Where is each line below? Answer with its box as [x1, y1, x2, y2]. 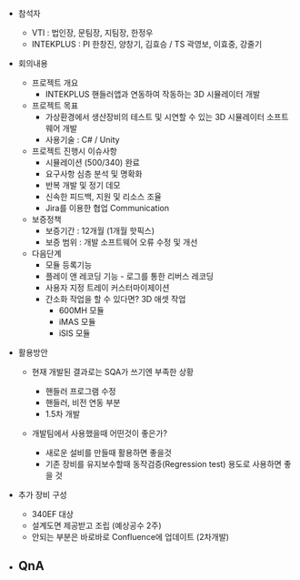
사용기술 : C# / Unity [45, 135, 120, 145]
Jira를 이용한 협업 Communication [45, 203, 170, 213]
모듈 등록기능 [45, 259, 93, 270]
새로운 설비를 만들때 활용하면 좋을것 [45, 447, 173, 458]
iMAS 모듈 [58, 317, 96, 327]
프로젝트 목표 [31, 100, 79, 111]
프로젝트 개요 [31, 77, 79, 88]
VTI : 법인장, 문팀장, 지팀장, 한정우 [31, 27, 154, 38]
